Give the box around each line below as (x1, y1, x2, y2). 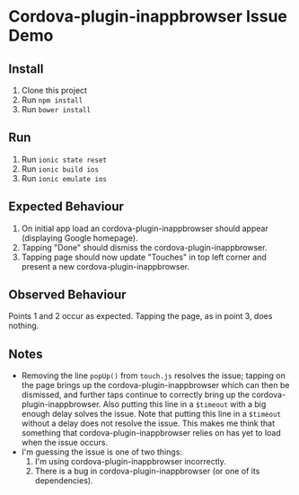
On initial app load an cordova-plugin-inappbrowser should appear (21, 223, 268, 234)
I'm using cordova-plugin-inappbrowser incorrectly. (34, 456, 226, 467)
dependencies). (34, 475, 93, 486)
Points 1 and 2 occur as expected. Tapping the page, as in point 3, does (8, 311, 273, 322)
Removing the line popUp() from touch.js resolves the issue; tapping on (21, 370, 286, 381)
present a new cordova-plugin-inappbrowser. (21, 261, 190, 271)
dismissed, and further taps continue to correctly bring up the (21, 389, 251, 401)
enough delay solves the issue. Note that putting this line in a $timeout (21, 409, 282, 420)
